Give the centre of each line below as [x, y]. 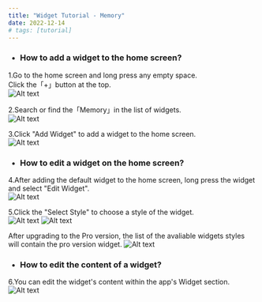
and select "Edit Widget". [49, 188]
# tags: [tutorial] [40, 30]
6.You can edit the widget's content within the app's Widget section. [119, 282]
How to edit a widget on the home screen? [102, 163]
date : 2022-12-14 [37, 23]
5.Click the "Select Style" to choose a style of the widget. [101, 212]
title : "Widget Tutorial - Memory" [67, 15]
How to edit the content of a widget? [90, 264]
